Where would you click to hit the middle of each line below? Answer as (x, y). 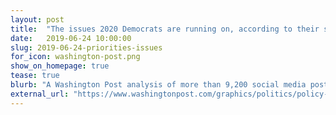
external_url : (40, 94)
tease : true (35, 76)
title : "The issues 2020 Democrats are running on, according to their (165, 29)
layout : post (37, 19)
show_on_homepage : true (60, 66)
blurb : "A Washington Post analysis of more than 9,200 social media (158, 85)
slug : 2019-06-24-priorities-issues (86, 47)
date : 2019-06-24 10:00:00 (71, 38)
